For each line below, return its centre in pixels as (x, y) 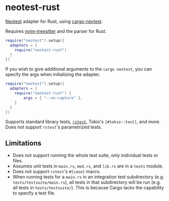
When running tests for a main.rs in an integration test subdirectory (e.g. (88, 177)
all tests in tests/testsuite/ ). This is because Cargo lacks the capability (88, 188)
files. (18, 161)
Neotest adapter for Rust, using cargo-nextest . (54, 21)
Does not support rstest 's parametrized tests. (54, 127)
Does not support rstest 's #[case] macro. (57, 172)
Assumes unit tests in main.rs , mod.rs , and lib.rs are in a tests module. (88, 166)
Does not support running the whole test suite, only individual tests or (85, 155)
